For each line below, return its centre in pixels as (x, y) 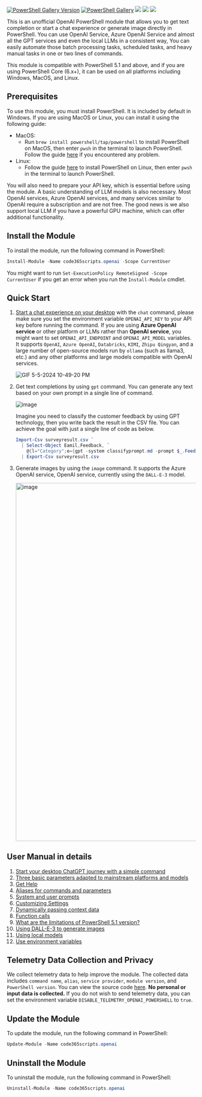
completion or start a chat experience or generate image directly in (90, 28)
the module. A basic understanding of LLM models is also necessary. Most (99, 191)
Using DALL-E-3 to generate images (60, 929)
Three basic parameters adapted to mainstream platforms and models (102, 878)
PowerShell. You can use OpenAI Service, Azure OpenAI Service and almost (101, 34)
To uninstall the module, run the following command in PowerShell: (89, 1077)
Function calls (33, 916)
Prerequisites (32, 97)
